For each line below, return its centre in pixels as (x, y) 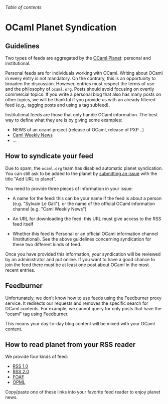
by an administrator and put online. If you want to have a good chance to (80, 259)
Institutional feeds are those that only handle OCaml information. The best (81, 115)
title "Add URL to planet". (31, 179)
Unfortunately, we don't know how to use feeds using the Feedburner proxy (83, 298)
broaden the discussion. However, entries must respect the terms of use (80, 84)
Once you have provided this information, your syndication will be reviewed (83, 254)
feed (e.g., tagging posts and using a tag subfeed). (58, 105)
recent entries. (20, 270)
